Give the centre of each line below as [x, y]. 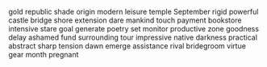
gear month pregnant [44, 54]
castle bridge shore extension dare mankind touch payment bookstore [125, 20]
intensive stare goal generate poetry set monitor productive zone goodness [134, 29]
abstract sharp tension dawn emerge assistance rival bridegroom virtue [127, 46]
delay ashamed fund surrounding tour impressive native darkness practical [133, 37]
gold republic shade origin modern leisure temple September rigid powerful [133, 12]
